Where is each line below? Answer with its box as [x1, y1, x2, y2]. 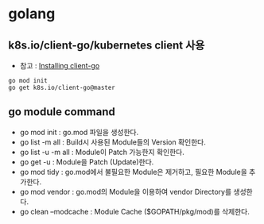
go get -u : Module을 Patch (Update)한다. [19, 156, 154, 167]
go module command [8, 105, 115, 119]
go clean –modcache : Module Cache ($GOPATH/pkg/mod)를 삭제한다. [19, 207, 250, 216]
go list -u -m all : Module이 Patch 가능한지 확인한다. [19, 147, 184, 156]
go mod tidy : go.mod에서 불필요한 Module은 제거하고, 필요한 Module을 [19, 167, 248, 176]
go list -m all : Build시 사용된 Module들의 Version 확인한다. [19, 137, 207, 147]
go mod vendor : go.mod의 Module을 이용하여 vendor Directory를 [19, 187, 232, 196]
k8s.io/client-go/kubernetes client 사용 [8, 38, 205, 52]
